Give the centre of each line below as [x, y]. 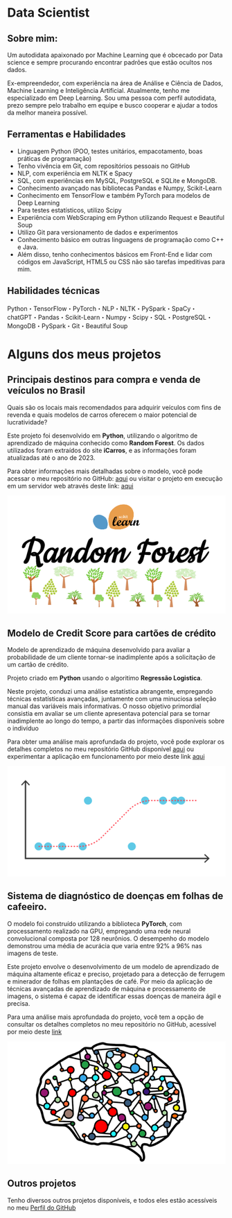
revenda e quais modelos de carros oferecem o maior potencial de [102, 415]
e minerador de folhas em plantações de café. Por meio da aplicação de [110, 981]
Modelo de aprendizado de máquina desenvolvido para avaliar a [99, 650]
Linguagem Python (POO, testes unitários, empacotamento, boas [110, 151]
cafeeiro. [27, 907]
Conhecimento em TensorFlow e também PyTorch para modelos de [113, 195]
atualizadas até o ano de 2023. [51, 457]
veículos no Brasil [46, 391]
